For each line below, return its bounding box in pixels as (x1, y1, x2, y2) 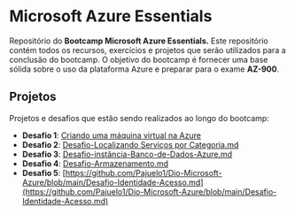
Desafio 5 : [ (21, 167, 66, 178)
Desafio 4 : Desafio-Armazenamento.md (21, 157, 169, 169)
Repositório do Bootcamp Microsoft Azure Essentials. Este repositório (9, 35, 268, 46)
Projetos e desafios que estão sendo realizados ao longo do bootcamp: (9, 112, 270, 123)
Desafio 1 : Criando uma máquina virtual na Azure (21, 130, 202, 141)
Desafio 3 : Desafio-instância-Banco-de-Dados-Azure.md (21, 149, 233, 159)
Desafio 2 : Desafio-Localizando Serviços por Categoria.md (21, 139, 239, 150)
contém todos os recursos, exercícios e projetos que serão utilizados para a (9, 44, 286, 55)
